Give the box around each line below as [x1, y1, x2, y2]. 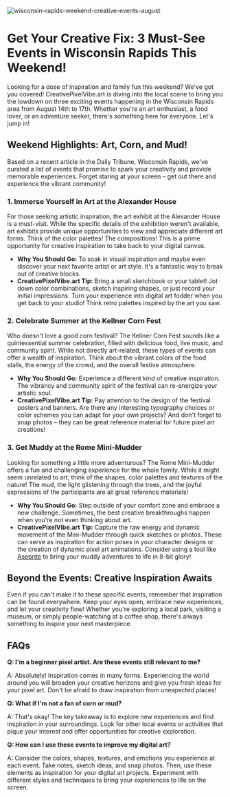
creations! [16, 426, 46, 434]
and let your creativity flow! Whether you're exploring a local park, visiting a [7, 605, 222, 613]
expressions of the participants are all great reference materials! [7, 488, 189, 496]
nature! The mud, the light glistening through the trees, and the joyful [7, 480, 203, 488]
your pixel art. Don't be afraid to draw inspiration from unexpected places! [7, 686, 217, 694]
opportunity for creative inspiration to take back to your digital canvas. [7, 242, 206, 250]
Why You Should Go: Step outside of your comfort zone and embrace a [16, 501, 220, 509]
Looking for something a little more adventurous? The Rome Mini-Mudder [7, 458, 215, 466]
